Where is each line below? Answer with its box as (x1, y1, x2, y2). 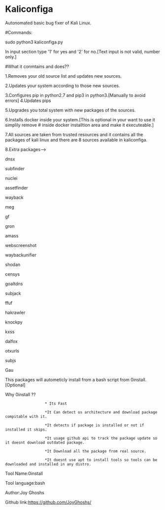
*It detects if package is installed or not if (44, 422, 144, 428)
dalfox (5, 338, 18, 344)
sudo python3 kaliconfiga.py (5, 39, 63, 45)
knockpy (5, 319, 23, 325)
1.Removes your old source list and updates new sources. (5, 73, 122, 79)
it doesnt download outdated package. (5, 440, 85, 445)
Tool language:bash (5, 480, 45, 486)
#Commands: (5, 29, 33, 35)
